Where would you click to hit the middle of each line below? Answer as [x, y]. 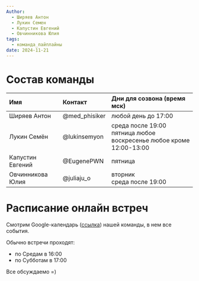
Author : [16, 12]
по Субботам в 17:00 [41, 260]
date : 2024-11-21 [28, 50]
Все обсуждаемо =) [31, 272]
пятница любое [134, 133]
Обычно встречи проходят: [41, 242]
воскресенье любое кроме [151, 140]
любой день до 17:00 [142, 116]
